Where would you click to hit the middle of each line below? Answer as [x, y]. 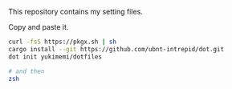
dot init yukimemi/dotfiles [55, 57]
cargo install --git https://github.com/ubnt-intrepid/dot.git [116, 49]
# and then [26, 71]
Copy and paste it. [39, 27]
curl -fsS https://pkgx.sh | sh [62, 42]
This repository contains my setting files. [75, 12]
